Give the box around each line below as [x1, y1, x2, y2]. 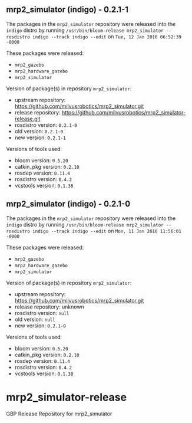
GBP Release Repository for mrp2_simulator [6, 410, 112, 417]
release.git [14, 115, 41, 122]
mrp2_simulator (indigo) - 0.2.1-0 [6, 199, 131, 209]
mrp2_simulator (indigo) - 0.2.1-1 [6, 5, 128, 15]
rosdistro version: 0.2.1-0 [14, 121, 78, 129]
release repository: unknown [14, 303, 84, 310]
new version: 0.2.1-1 [14, 134, 66, 141]
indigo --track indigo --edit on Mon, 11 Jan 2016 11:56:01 [32, 227, 181, 234]
